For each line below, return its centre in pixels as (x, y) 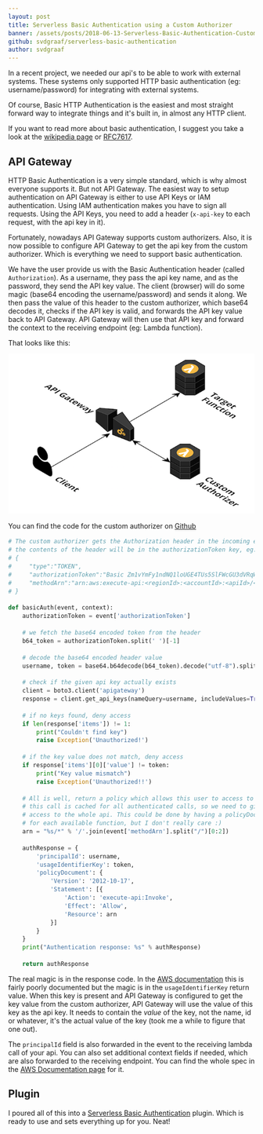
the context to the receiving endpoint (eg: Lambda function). (106, 327)
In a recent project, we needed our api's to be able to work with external (124, 73)
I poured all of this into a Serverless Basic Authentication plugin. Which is (126, 1113)
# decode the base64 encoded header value (92, 657)
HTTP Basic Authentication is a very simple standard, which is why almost (127, 180)
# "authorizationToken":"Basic (66, 574)
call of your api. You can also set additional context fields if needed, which (128, 1052)
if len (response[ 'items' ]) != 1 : (77, 724)
